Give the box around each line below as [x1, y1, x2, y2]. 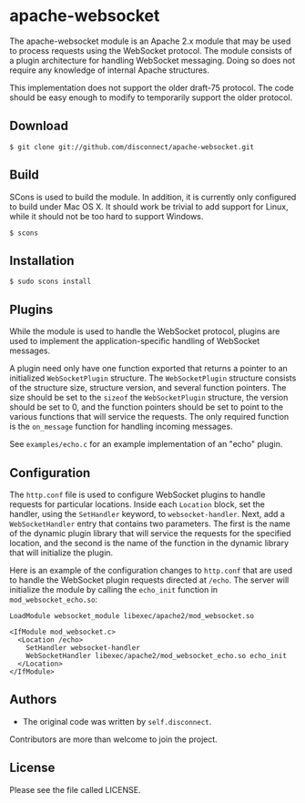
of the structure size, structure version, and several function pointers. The [9, 382, 287, 393]
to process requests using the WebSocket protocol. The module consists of [9, 45, 293, 56]
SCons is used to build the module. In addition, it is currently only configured [9, 191, 297, 202]
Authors [9, 692, 57, 707]
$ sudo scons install [9, 277, 92, 287]
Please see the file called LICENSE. [9, 784, 141, 795]
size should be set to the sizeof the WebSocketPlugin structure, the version [9, 392, 289, 403]
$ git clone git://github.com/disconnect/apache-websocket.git [9, 142, 255, 151]
